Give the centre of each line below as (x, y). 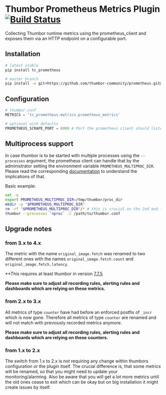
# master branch (22, 79)
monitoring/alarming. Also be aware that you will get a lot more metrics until (82, 377)
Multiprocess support (39, 143)
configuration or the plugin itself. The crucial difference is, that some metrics (83, 366)
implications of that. (25, 177)
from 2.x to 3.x (23, 301)
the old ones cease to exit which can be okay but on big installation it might (82, 382)
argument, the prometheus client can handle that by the (83, 161)
